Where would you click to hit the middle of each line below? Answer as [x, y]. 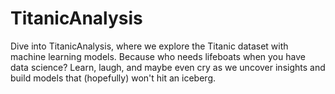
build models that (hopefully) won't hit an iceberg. [113, 78]
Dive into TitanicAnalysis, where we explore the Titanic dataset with [149, 46]
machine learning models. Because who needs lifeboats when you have [158, 56]
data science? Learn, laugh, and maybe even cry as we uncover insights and [168, 67]
